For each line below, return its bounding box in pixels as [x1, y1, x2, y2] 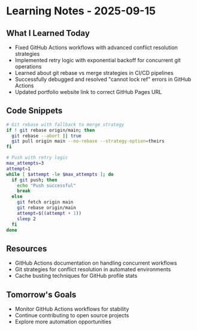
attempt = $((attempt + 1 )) [17, 210, 82, 216]
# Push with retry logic [6, 154, 68, 161]
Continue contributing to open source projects [14, 312, 129, 319]
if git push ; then [11, 177, 58, 183]
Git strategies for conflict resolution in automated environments [14, 266, 171, 273]
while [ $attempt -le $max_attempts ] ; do [6, 171, 114, 177]
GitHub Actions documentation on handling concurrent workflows [14, 259, 177, 267]
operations [14, 63, 42, 70]
